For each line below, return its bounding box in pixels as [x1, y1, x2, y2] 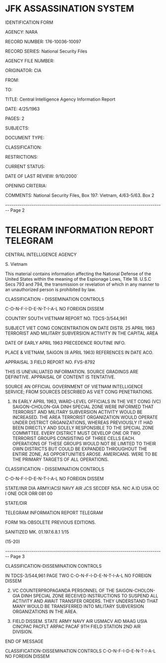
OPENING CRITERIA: [5, 182, 47, 188]
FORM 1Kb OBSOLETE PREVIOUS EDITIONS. [5, 519, 96, 525]
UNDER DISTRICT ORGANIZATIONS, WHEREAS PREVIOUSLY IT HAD [12, 420, 153, 425]
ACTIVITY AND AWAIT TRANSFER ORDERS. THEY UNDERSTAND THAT [12, 598, 159, 604]
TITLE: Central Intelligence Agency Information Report [5, 96, 115, 102]
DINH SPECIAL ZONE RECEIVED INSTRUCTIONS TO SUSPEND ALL [21, 593, 159, 599]
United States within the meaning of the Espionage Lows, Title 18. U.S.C [5, 276, 152, 282]
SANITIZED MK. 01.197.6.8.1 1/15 [5, 529, 69, 535]
